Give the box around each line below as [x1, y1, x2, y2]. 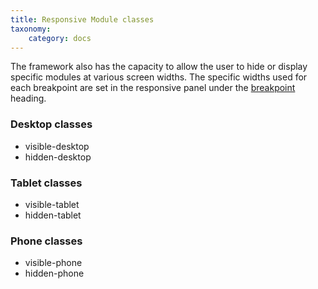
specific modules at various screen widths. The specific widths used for [10, 71, 308, 83]
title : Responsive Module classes [10, 14, 155, 25]
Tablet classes [10, 176, 83, 190]
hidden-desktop [24, 151, 92, 163]
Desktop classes [10, 117, 93, 131]
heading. [10, 92, 47, 105]
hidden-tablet [24, 209, 82, 221]
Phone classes [10, 234, 83, 248]
